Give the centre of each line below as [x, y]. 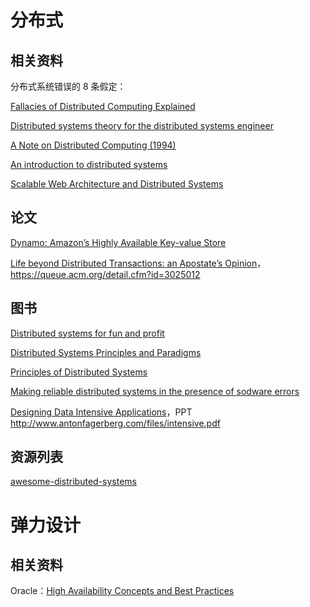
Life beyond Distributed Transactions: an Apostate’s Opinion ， [138, 263]
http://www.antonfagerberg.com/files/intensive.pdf [115, 423]
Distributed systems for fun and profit [87, 333]
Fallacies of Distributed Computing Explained [103, 106]
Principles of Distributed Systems [79, 372]
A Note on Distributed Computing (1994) [93, 145]
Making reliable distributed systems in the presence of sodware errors [155, 391]
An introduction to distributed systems [89, 164]
